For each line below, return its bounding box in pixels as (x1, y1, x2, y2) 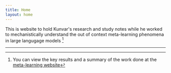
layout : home (5, 12, 33, 17)
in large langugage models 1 (5, 36, 64, 43)
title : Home (5, 7, 31, 13)
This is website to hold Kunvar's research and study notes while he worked (5, 26, 163, 32)
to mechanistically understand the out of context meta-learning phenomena (5, 31, 164, 37)
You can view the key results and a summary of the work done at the (12, 56, 157, 63)
